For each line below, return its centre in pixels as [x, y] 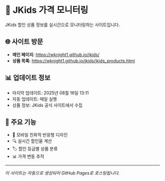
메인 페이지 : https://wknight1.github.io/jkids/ [56, 54]
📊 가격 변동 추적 [28, 156]
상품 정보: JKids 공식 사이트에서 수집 [47, 105]
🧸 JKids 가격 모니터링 [47, 10]
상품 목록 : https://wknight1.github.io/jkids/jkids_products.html [73, 61]
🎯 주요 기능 [21, 122]
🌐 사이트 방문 [24, 42]
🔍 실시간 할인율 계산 [32, 141]
